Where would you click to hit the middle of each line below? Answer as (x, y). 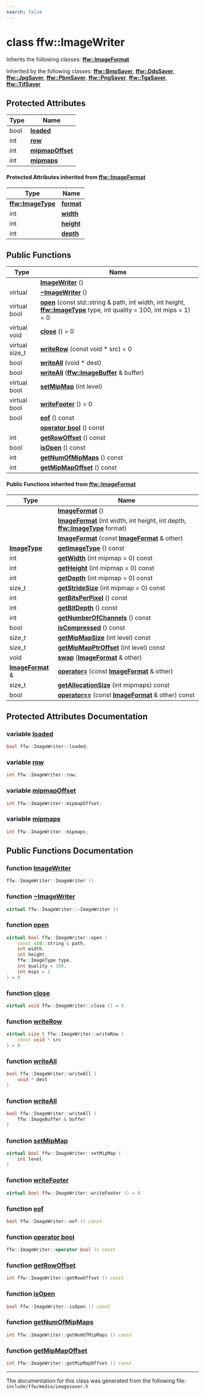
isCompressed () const (91, 628)
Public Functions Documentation (70, 851)
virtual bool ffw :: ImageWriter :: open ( (57, 937)
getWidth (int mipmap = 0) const (105, 558)
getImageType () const (91, 548)
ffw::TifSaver (23, 84)
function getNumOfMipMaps (50, 1322)
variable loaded (30, 733)
